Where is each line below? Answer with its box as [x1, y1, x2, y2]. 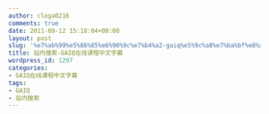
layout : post [8, 34, 52, 43]
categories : [8, 64, 48, 72]
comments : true [8, 19, 59, 27]
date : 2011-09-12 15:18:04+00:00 [8, 26, 120, 35]
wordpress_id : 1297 [8, 57, 74, 65]
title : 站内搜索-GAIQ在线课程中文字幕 [8, 49, 123, 57]
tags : [8, 79, 26, 87]
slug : [8, 42, 26, 50]
